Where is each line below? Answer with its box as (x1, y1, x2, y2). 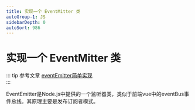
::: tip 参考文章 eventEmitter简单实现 (6, 72, 93, 79)
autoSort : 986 (6, 24, 41, 31)
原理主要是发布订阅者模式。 (31, 98, 98, 105)
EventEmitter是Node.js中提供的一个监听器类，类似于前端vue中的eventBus (6, 91, 184, 98)
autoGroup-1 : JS (6, 14, 46, 20)
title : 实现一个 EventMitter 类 (6, 8, 81, 15)
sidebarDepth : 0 (6, 19, 46, 25)
